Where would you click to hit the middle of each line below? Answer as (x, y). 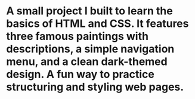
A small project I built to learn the (89, 11)
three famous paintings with (78, 36)
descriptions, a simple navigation (90, 49)
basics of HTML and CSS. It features (97, 24)
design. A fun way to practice (81, 74)
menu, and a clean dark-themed (87, 62)
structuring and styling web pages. (95, 87)
